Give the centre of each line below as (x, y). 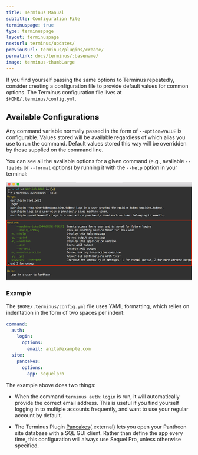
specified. (27, 446)
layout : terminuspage (33, 37)
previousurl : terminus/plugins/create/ (55, 50)
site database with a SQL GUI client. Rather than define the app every (99, 433)
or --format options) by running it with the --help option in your (100, 167)
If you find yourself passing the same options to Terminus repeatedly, (90, 80)
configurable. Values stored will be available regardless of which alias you (96, 137)
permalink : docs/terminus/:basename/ (52, 56)
